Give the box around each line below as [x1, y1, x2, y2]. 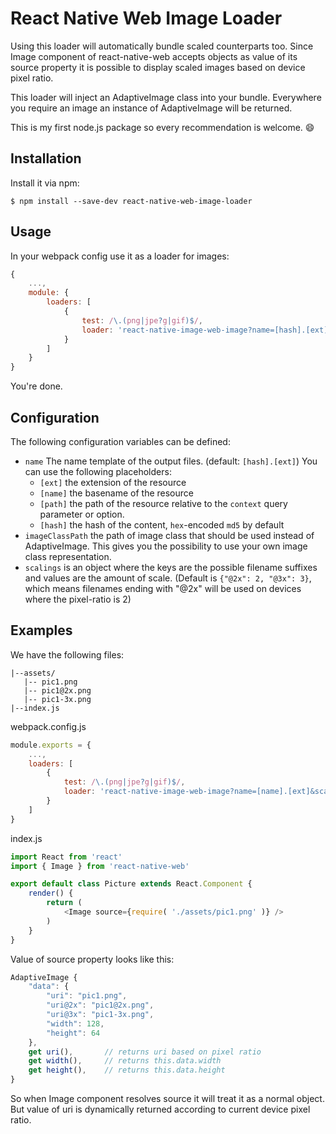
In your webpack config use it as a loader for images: [10, 250, 230, 262]
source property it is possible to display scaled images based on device [10, 61, 306, 73]
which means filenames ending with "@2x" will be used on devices [24, 583, 302, 594]
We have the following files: [10, 648, 125, 661]
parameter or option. [39, 508, 125, 520]
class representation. [24, 551, 112, 562]
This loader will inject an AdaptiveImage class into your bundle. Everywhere [10, 91, 322, 103]
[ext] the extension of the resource [39, 477, 187, 488]
